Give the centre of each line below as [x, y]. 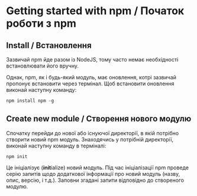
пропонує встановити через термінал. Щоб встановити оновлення [90, 83]
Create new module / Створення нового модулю [99, 119]
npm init [17, 156]
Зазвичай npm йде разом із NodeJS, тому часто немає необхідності [92, 60]
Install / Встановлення [49, 45]
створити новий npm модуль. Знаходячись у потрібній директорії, [90, 139]
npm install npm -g [30, 101]
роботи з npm [41, 23]
